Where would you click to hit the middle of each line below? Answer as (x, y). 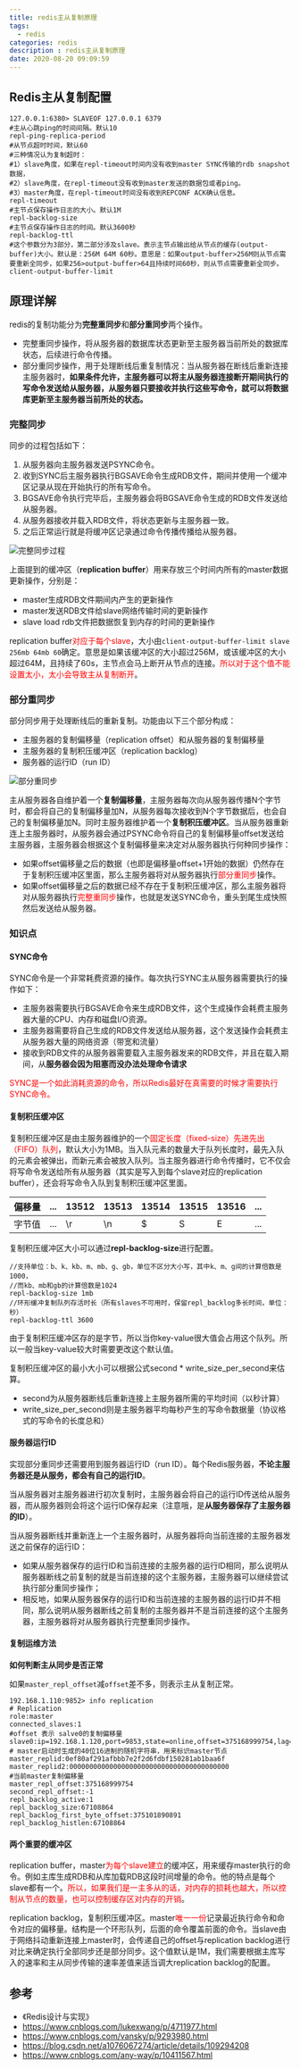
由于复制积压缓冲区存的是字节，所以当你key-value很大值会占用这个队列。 (145, 1338)
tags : (19, 26)
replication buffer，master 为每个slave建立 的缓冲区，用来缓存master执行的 (146, 1865)
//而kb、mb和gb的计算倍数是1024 (63, 1285)
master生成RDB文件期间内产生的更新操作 (98, 599)
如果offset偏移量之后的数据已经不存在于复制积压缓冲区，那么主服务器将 (154, 886)
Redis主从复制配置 (60, 98)
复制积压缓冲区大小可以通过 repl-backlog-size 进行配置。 (114, 1247)
